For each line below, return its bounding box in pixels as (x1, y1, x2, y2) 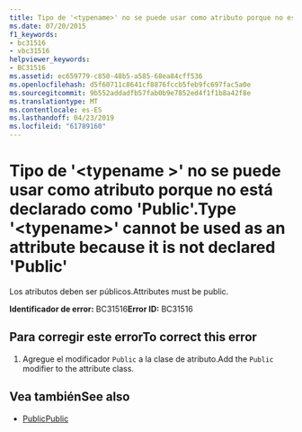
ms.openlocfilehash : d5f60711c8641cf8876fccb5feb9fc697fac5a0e (9, 80, 252, 89)
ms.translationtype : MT (9, 96, 99, 106)
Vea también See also (9, 389, 130, 405)
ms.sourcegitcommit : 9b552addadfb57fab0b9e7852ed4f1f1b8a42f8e (9, 88, 252, 97)
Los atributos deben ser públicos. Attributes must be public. (9, 285, 229, 297)
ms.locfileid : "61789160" (9, 122, 106, 131)
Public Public (22, 413, 69, 424)
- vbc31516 (9, 47, 50, 56)
